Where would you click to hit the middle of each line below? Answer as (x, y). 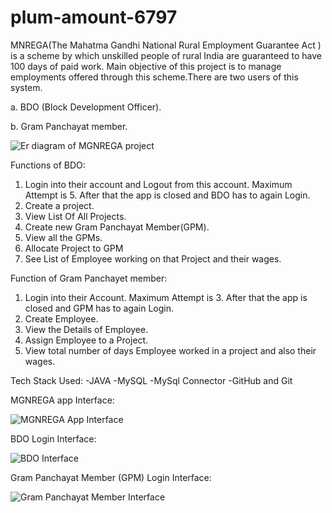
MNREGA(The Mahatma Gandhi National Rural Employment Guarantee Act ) (166, 45)
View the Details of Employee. (86, 329)
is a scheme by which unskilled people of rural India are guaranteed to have (166, 55)
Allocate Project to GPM (74, 248)
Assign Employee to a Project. (86, 340)
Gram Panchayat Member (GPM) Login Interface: (111, 477)
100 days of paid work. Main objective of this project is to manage (146, 66)
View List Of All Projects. (75, 216)
